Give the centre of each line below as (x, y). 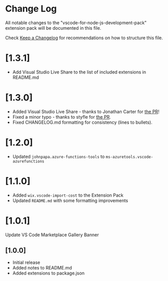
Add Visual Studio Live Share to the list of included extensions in (79, 72)
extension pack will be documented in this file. (53, 28)
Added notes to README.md (42, 268)
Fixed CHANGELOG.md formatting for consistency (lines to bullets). (82, 122)
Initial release (26, 262)
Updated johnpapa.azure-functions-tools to (58, 156)
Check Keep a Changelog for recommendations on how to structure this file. (84, 38)
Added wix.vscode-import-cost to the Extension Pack (68, 195)
